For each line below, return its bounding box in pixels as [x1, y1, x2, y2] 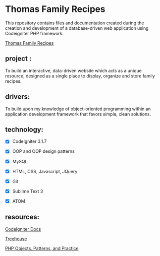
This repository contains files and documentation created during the [5, 20, 145, 26]
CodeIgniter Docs [5, 226, 41, 232]
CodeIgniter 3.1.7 [12, 138, 47, 144]
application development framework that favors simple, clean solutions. [5, 111, 151, 117]
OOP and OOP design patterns [12, 148, 75, 154]
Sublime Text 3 [12, 188, 43, 194]
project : [5, 55, 32, 63]
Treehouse [5, 236, 27, 242]
